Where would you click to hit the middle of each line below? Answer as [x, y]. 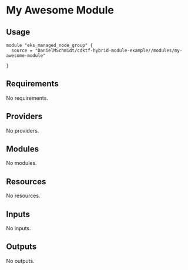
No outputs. [20, 261]
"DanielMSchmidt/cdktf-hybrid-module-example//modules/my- [109, 50]
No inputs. [19, 228]
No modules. [21, 163]
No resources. [23, 196]
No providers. [23, 130]
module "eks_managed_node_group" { [50, 45]
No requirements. [27, 98]
